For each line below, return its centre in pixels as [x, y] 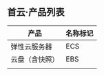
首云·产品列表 [36, 12]
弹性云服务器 [32, 47]
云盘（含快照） [35, 59]
